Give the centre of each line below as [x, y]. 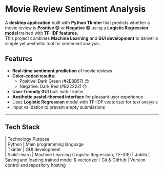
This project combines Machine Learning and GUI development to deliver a [82, 38]
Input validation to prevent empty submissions [59, 107]
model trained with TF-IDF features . [41, 33]
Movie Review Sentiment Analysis [75, 9]
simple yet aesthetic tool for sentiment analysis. [53, 43]
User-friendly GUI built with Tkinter [48, 91]
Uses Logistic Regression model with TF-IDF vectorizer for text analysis [85, 102]
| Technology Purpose [27, 139]
